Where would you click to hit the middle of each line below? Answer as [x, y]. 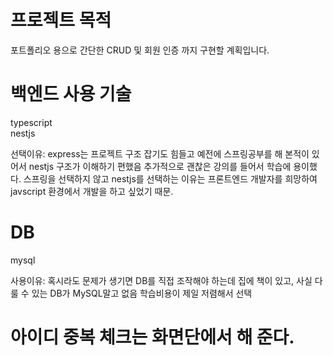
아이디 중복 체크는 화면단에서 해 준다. [152, 337]
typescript [31, 122]
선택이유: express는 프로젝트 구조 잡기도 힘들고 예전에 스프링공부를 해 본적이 [160, 153]
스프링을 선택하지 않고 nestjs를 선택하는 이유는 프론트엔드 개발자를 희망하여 [170, 178]
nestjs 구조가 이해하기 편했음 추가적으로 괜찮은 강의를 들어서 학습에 [160, 166]
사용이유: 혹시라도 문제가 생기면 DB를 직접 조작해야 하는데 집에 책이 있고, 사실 [161, 280]
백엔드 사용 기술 [71, 94]
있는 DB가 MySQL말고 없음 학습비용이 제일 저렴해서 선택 [142, 293]
